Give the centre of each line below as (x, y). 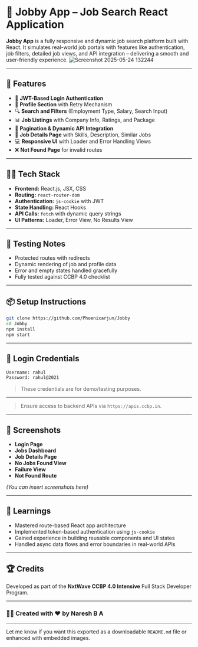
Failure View (30, 469)
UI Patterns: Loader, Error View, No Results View (74, 220)
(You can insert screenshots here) (47, 487)
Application (35, 24)
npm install (21, 329)
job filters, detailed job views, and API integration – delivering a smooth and (98, 53)
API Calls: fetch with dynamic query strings (68, 213)
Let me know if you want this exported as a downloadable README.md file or (96, 632)
